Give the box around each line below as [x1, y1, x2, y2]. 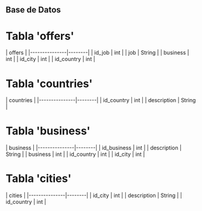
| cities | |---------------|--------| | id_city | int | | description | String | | [5, 192, 183, 199]
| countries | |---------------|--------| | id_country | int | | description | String [5, 97, 196, 104]
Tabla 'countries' [5, 77, 93, 90]
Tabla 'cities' [5, 172, 72, 186]
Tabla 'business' [5, 124, 91, 138]
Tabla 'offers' [5, 29, 74, 43]
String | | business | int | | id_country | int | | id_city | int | [5, 151, 146, 158]
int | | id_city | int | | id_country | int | [5, 56, 96, 63]
